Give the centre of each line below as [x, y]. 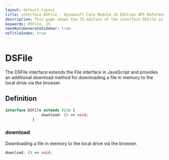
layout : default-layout [30, 10]
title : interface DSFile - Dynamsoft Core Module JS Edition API [75, 15]
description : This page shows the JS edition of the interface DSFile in [84, 19]
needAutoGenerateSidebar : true [38, 29]
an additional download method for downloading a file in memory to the [79, 77]
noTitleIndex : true [26, 33]
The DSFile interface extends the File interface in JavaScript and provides [82, 72]
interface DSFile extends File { [40, 110]
